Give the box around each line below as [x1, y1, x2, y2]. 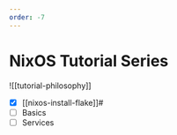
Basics [21, 107, 47, 117]
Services [21, 116, 55, 128]
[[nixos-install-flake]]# [21, 97, 104, 108]
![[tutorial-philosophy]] [9, 80, 92, 91]
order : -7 [9, 12, 46, 22]
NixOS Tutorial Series [9, 50, 169, 71]
